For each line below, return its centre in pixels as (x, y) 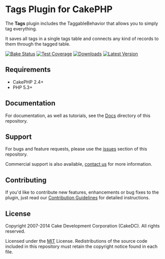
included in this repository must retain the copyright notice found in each (81, 246)
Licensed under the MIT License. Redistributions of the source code (76, 241)
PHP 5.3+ (23, 87)
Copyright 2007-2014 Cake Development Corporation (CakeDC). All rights (82, 226)
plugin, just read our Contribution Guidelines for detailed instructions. (78, 198)
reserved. (15, 231)
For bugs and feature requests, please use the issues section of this (76, 149)
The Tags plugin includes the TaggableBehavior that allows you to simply (82, 23)
